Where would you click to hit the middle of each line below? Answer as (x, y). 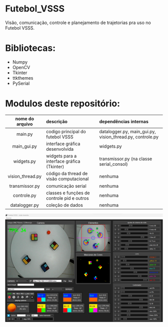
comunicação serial (66, 186)
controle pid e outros (67, 198)
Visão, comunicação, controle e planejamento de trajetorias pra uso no (78, 23)
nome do (24, 119)
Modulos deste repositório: (62, 104)
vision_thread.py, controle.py (129, 137)
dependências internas (124, 121)
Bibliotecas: (30, 48)
